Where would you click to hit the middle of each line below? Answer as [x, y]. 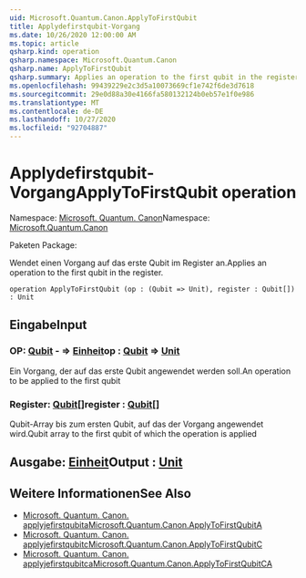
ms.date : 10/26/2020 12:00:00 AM [73, 35]
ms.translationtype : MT [55, 103]
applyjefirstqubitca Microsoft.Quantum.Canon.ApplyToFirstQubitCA [148, 564]
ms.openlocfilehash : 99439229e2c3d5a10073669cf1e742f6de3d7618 [132, 86]
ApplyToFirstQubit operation [186, 193]
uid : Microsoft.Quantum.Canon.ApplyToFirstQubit [103, 18]
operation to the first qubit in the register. [87, 272]
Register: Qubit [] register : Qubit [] [85, 404]
